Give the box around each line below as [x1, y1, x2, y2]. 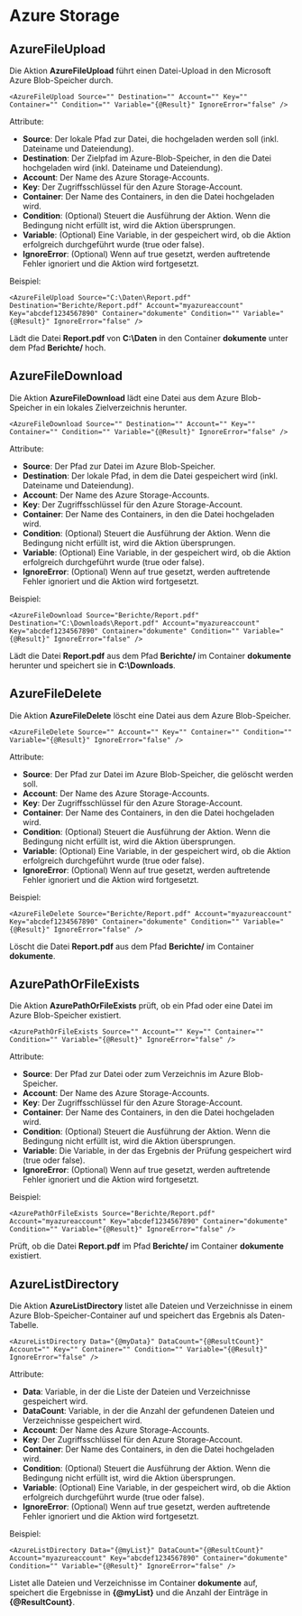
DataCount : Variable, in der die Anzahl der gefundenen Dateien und [22, 1406, 275, 1416]
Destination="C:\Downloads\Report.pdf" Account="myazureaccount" [9, 618, 260, 627]
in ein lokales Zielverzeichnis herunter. [44, 402, 188, 413]
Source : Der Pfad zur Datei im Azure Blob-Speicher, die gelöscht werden [22, 768, 294, 779]
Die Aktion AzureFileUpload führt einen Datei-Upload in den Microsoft [9, 65, 271, 76]
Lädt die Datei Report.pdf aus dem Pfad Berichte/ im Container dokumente [9, 650, 291, 661]
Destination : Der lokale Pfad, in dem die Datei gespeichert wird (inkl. [22, 470, 279, 481]
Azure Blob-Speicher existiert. [9, 1010, 122, 1021]
